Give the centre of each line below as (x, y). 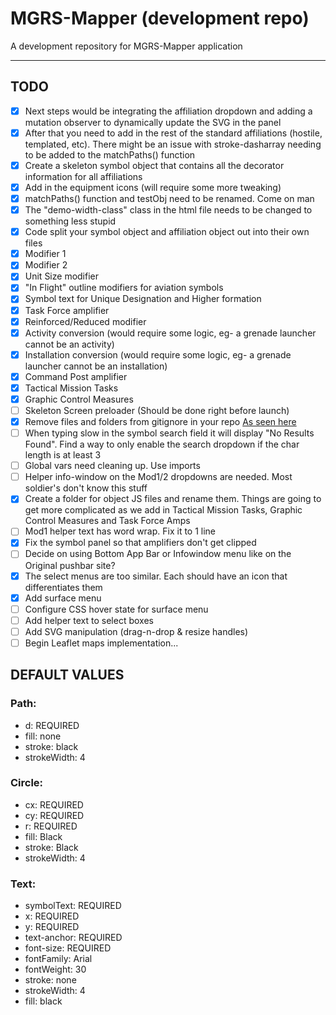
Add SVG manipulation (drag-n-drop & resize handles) (136, 631)
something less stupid (70, 221)
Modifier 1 (45, 254)
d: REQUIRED (52, 725)
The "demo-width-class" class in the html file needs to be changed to (168, 210)
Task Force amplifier (67, 310)
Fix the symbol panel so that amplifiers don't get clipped (140, 543)
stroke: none (50, 980)
